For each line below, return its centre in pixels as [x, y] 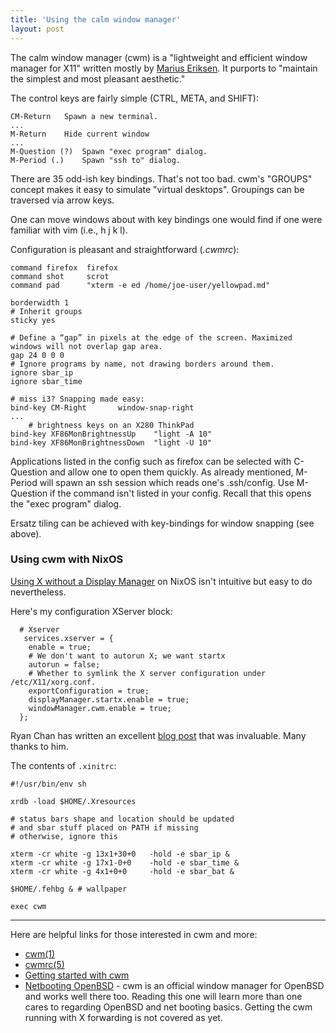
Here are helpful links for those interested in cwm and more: [134, 934]
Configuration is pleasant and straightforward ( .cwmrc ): [125, 249]
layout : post [37, 29]
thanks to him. [39, 746]
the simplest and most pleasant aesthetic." [98, 78]
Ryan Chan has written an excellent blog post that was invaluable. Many [158, 735]
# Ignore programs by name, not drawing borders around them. [142, 364]
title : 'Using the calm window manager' [96, 19]
